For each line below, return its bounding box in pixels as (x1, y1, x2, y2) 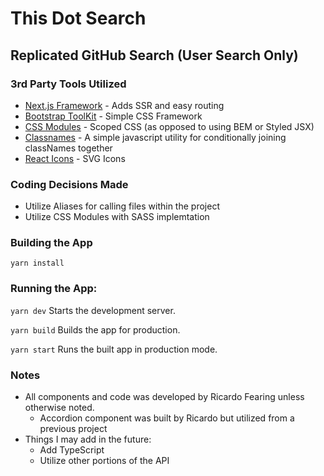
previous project (39, 423, 108, 435)
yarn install (10, 258, 65, 269)
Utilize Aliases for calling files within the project (24, 200, 220, 212)
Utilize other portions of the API (39, 455, 170, 467)
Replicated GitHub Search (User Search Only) (10, 47, 299, 64)
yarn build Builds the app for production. (10, 323, 181, 336)
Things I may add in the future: (24, 433, 152, 446)
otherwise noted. (24, 402, 95, 414)
